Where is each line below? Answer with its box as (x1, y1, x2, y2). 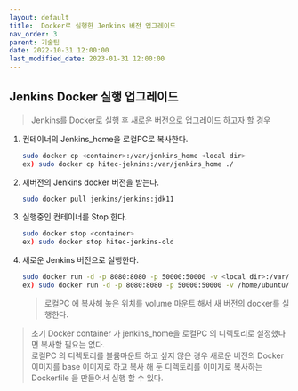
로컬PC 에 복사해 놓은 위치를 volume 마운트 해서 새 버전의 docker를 (44, 298, 280, 308)
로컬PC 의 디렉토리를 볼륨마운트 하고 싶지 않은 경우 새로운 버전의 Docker (30, 350, 285, 361)
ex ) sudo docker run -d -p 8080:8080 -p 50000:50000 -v (21, 281, 234, 290)
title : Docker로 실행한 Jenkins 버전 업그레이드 (9, 21, 176, 30)
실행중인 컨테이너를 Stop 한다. (21, 211, 127, 222)
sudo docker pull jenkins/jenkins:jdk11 (21, 195, 174, 203)
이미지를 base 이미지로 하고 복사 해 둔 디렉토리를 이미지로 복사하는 (30, 361, 263, 371)
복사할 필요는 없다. (40, 339, 105, 349)
